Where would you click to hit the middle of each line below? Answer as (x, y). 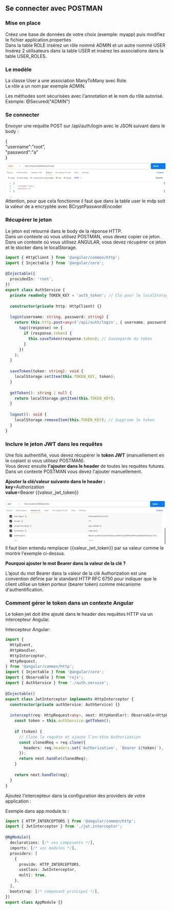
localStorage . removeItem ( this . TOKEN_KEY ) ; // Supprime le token (84, 420)
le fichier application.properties (38, 40)
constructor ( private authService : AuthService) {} (65, 705)
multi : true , (33, 875)
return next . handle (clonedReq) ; (53, 759)
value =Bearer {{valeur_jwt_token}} (42, 492)
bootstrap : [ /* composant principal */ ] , (55, 891)
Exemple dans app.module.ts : (37, 811)
